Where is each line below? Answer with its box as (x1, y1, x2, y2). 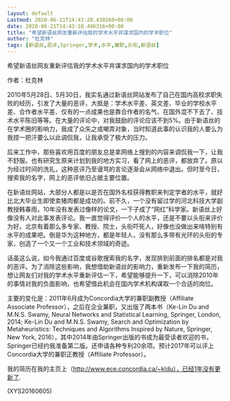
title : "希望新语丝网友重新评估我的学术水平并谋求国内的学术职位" (7, 29, 172, 36)
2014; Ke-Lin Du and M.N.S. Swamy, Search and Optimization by (7, 318, 190, 326)
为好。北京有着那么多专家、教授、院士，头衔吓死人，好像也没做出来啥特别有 (7, 222, 223, 230)
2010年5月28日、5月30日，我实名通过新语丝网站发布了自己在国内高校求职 (7, 90, 217, 99)
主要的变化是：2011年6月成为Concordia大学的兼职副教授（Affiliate (7, 294, 194, 302)
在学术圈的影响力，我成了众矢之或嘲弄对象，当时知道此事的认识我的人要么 (7, 125, 217, 133)
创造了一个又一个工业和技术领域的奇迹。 (18, 240, 133, 247)
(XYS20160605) (7, 387, 53, 395)
